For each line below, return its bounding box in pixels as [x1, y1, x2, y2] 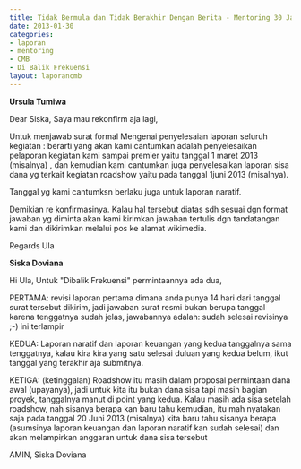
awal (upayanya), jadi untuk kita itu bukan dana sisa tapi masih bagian [9, 384, 267, 395]
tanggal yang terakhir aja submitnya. [9, 357, 144, 368]
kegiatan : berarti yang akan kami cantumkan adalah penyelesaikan [9, 140, 258, 151]
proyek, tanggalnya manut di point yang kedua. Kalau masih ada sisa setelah [9, 394, 291, 404]
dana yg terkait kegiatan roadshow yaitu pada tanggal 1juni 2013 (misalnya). [9, 169, 289, 179]
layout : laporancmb [9, 72, 82, 81]
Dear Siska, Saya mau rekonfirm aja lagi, [9, 113, 159, 124]
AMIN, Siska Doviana [9, 449, 87, 460]
